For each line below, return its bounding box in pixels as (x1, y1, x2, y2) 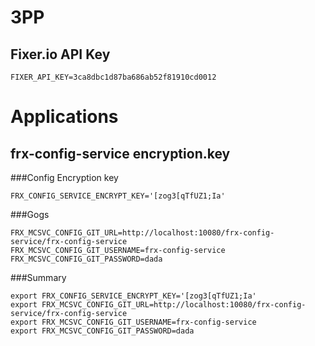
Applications (10, 106, 119, 128)
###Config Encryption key (10, 172, 119, 183)
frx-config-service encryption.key (10, 145, 231, 162)
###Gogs (10, 209, 50, 220)
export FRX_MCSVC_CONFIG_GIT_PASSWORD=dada (10, 326, 195, 336)
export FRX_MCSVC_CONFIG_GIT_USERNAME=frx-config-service (10, 317, 257, 327)
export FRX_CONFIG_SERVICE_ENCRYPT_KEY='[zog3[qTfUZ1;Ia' (10, 291, 257, 301)
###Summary (10, 272, 67, 283)
